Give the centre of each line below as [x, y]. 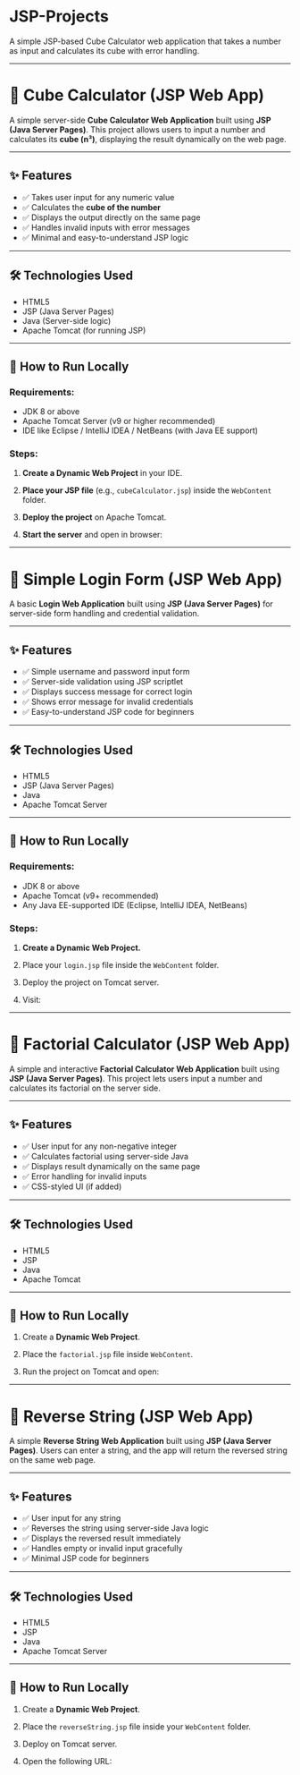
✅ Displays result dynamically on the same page [111, 1166]
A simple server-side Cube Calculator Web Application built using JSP [140, 120]
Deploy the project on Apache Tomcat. [94, 517]
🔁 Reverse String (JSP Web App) [132, 1416]
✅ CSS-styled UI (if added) [72, 1186]
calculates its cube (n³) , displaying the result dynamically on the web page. [148, 139]
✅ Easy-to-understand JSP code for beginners [108, 712]
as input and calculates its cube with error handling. [104, 50]
